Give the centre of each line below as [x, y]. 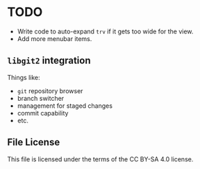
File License [34, 142]
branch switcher [41, 98]
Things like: [24, 77]
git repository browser [50, 90]
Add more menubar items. [55, 38]
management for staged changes [65, 106]
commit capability [43, 113]
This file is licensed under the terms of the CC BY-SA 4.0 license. [100, 159]
